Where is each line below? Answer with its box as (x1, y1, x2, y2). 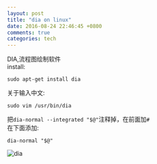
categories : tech (7, 36, 57, 42)
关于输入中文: (7, 89, 46, 97)
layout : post (7, 10, 44, 17)
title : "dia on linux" (7, 16, 72, 23)
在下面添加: (7, 124, 40, 132)
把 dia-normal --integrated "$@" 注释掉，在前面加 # (7, 115, 150, 124)
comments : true (7, 29, 51, 36)
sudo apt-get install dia (7, 76, 81, 83)
